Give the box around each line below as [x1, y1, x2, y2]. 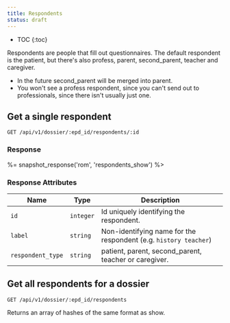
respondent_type [10, 251, 64, 259]
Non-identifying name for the [101, 226, 196, 236]
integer [69, 212, 95, 219]
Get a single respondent [7, 110, 112, 122]
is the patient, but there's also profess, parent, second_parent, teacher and [7, 56, 218, 64]
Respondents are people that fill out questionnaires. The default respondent [7, 49, 221, 57]
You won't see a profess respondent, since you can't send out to [16, 84, 200, 92]
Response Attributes [7, 178, 77, 187]
